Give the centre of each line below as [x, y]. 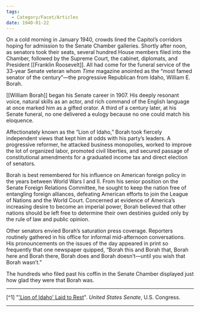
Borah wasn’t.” [24, 263]
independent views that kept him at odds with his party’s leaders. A [88, 138]
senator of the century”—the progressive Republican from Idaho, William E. [98, 77]
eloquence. [20, 121]
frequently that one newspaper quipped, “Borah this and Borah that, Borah [97, 250]
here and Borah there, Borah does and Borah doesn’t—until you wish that [96, 256]
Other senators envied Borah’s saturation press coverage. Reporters [90, 231]
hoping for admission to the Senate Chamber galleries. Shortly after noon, [97, 46]
